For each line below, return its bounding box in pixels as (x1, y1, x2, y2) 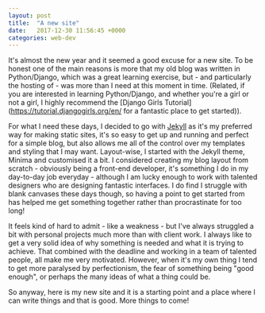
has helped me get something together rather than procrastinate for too (8, 198, 242, 207)
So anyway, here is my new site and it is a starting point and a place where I (8, 288, 256, 297)
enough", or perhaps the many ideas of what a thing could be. (8, 272, 211, 282)
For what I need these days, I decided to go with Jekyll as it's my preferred (8, 122, 252, 131)
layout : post (8, 11, 52, 20)
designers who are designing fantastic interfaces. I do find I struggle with (8, 180, 248, 191)
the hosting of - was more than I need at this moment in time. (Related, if (8, 81, 245, 91)
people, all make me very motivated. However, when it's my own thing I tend (8, 255, 258, 265)
